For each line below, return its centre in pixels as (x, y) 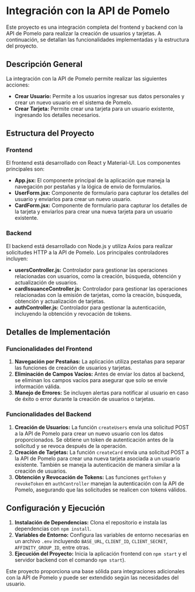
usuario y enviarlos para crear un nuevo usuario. (73, 199)
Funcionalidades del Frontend (49, 349)
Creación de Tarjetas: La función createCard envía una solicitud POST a (102, 452)
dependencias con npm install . (53, 529)
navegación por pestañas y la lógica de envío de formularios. (88, 187)
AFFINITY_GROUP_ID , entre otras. (52, 547)
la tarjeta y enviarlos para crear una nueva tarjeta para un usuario (93, 212)
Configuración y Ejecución (56, 508)
